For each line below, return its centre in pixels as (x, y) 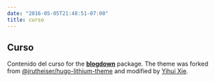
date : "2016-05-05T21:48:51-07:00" (58, 13)
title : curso (26, 20)
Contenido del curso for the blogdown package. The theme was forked (108, 64)
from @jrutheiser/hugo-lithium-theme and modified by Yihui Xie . (98, 71)
